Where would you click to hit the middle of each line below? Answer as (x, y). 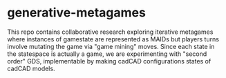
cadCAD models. (31, 68)
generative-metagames (77, 13)
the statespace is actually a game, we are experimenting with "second (107, 54)
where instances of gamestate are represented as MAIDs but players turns (113, 39)
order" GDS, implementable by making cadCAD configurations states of (109, 61)
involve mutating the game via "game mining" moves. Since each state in (111, 46)
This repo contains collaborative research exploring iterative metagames (110, 32)
